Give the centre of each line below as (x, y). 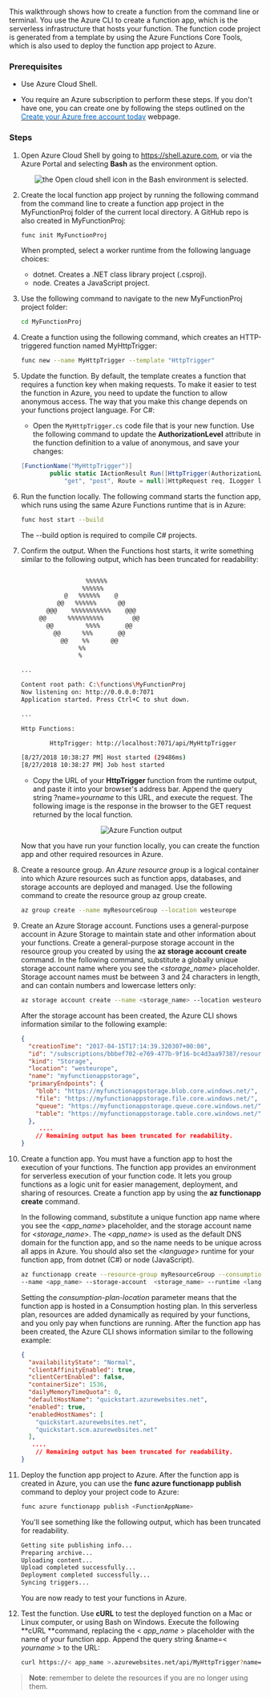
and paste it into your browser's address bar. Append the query (137, 789)
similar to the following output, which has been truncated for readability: (139, 559)
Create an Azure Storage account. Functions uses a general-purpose (135, 926)
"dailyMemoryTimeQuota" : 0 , (75, 1392)
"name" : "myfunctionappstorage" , (84, 1077)
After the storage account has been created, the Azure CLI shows (129, 1015)
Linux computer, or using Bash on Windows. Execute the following (130, 1622)
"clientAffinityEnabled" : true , (82, 1370)
